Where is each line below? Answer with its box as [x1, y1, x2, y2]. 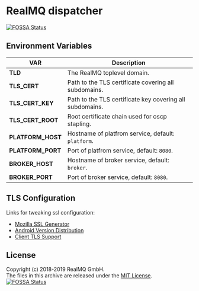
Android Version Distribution [14, 226, 84, 234]
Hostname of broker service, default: [67, 156, 170, 164]
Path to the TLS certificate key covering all [67, 95, 185, 103]
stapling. [67, 120, 92, 128]
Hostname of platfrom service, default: [67, 129, 175, 137]
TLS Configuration [6, 193, 76, 203]
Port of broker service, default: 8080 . [67, 173, 168, 181]
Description [111, 58, 146, 66]
